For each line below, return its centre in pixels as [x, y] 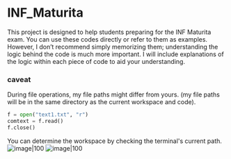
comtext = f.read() [35, 122]
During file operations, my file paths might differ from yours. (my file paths [114, 94]
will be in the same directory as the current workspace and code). [102, 102]
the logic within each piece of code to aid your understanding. [96, 61]
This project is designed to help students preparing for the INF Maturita [109, 32]
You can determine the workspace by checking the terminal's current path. [115, 141]
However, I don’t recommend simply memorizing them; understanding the [113, 47]
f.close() [22, 127]
